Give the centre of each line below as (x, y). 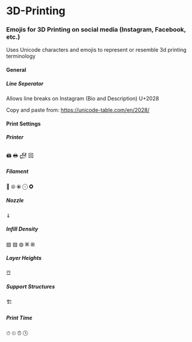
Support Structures (31, 287)
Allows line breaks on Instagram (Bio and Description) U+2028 (83, 99)
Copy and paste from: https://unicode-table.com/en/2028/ (78, 110)
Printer (15, 137)
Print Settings (23, 124)
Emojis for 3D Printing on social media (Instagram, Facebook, (96, 30)
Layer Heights (24, 258)
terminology (21, 56)
